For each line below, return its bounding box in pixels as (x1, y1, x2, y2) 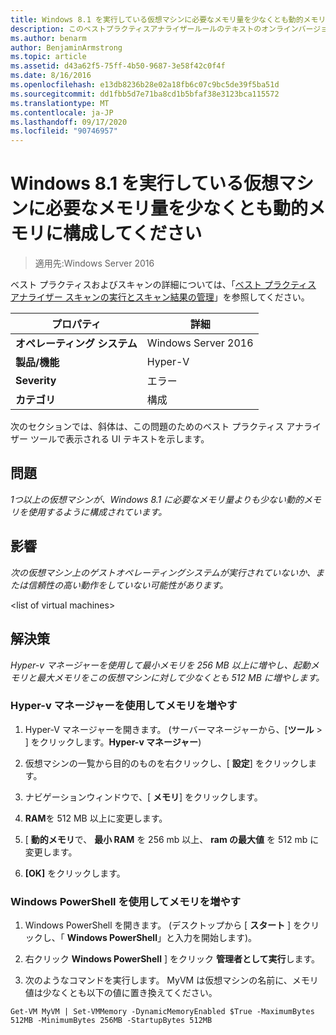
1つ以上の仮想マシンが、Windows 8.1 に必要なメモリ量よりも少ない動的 (10, 493, 304, 505)
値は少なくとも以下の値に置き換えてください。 (24, 987, 218, 999)
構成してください (63, 222, 203, 245)
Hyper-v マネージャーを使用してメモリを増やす (10, 699, 238, 713)
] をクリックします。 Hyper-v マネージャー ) (24, 736, 202, 748)
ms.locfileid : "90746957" (10, 126, 118, 136)
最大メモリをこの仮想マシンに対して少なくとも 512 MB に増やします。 (36, 671, 325, 683)
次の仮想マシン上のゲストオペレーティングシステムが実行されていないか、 (10, 566, 317, 578)
